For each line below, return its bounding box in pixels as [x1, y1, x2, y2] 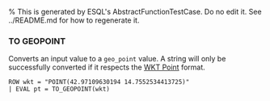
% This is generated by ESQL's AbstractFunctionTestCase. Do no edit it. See [8, 7, 262, 16]
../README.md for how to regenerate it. [8, 15, 140, 25]
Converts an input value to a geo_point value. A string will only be [8, 54, 226, 64]
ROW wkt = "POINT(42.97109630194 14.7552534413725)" [8, 78, 190, 86]
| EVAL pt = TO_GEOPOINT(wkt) [8, 85, 111, 94]
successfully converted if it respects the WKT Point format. [8, 62, 206, 72]
